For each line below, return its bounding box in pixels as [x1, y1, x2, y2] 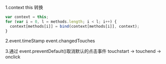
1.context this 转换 [5, 5, 43, 10]
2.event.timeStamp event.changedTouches [5, 37, 95, 44]
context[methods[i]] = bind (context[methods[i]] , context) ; [10, 24, 140, 29]
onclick [5, 53, 21, 59]
